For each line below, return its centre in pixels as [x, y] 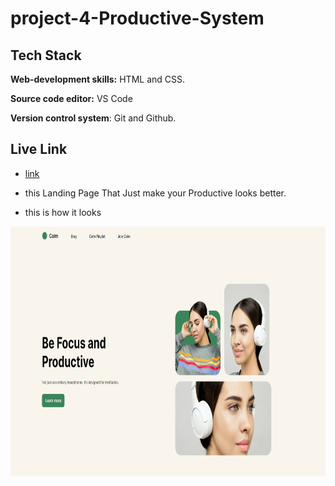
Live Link [39, 149]
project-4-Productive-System [137, 18]
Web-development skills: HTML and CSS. [98, 79]
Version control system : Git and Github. [93, 118]
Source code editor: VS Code [71, 98]
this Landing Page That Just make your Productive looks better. [155, 193]
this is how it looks [63, 212]
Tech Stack [46, 55]
